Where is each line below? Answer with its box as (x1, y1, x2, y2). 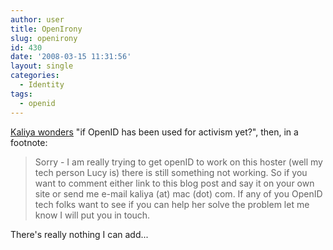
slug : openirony (10, 33, 78, 43)
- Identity (19, 80, 65, 90)
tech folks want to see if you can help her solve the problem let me (34, 198, 310, 210)
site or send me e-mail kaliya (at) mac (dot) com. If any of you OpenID (34, 187, 323, 200)
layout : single (10, 61, 74, 71)
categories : (10, 71, 60, 81)
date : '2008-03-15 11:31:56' (10, 52, 132, 62)
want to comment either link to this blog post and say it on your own (34, 177, 315, 189)
